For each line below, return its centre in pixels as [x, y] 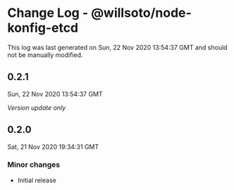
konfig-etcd [43, 28]
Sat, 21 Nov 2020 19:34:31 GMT [53, 146]
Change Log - [48, 13]
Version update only [37, 108]
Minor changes [34, 165]
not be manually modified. [45, 55]
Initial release [37, 180]
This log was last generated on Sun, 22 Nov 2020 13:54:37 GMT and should [117, 47]
